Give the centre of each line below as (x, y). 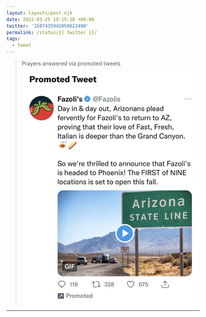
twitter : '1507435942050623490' (48, 26)
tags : (13, 39)
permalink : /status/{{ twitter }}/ (52, 32)
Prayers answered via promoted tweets (71, 63)
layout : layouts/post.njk (39, 13)
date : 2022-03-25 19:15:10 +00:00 (51, 19)
